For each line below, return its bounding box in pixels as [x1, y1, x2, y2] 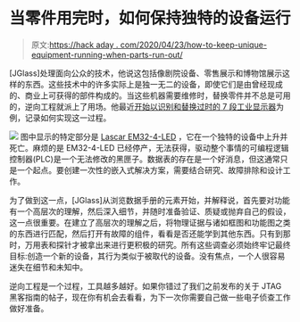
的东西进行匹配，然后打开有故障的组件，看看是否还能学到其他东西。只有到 [9, 228, 283, 239]
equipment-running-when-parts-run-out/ [30, 49, 183, 60]
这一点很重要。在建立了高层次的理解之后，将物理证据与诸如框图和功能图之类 [9, 217, 291, 227]
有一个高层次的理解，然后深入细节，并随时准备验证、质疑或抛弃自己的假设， [9, 206, 291, 217]
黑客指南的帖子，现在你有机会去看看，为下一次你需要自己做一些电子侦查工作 [9, 292, 291, 302]
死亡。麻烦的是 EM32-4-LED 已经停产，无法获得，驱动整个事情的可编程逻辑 [9, 142, 289, 153]
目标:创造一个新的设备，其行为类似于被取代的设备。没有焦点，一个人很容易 [9, 251, 286, 261]
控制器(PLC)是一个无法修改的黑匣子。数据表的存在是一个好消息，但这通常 [9, 153, 280, 164]
